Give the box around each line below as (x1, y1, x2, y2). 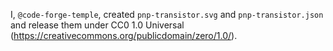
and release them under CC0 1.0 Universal (10, 19, 185, 31)
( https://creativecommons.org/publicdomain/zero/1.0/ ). (10, 30, 238, 41)
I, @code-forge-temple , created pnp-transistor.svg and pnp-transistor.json (10, 9, 324, 20)
